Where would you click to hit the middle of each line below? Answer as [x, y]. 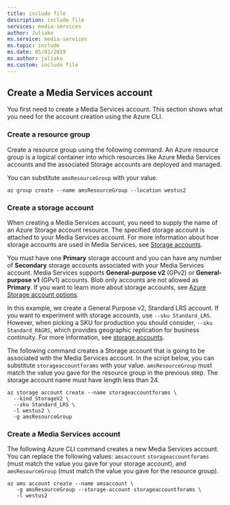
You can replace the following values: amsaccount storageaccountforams [108, 457]
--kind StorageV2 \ [41, 399]
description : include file [46, 20]
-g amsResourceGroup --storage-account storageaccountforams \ [109, 490]
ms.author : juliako [35, 59]
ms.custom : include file [43, 65]
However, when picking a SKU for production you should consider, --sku [110, 323]
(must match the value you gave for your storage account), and [97, 464]
